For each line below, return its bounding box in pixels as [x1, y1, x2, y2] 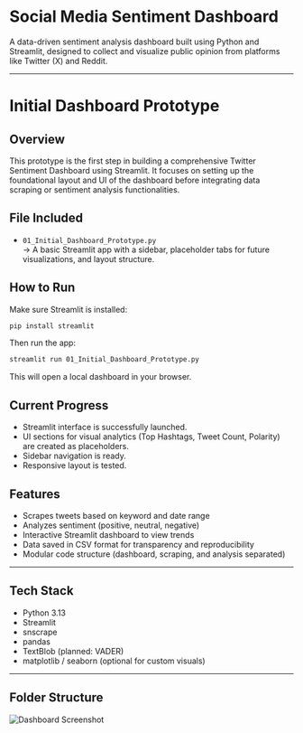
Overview [9, 131, 66, 146]
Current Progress [9, 398, 109, 413]
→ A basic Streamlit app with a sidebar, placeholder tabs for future [22, 244, 271, 255]
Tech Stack [9, 583, 74, 598]
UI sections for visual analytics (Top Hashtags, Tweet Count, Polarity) [22, 431, 281, 442]
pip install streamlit [9, 321, 95, 331]
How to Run [9, 280, 76, 296]
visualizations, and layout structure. [22, 253, 155, 264]
